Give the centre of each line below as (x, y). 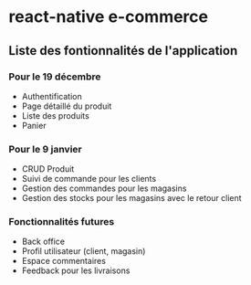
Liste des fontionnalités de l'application (123, 51)
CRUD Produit (48, 169)
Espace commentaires (64, 261)
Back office (43, 242)
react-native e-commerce (109, 17)
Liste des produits (56, 115)
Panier (34, 125)
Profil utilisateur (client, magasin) (84, 251)
